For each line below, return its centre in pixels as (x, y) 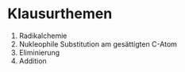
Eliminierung (39, 52)
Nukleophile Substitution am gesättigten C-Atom (98, 44)
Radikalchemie (43, 36)
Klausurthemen (60, 14)
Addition (33, 61)
